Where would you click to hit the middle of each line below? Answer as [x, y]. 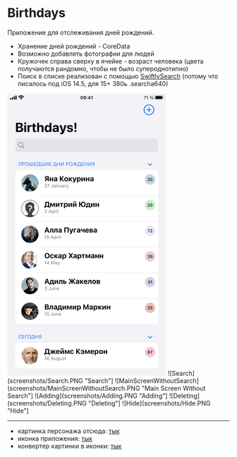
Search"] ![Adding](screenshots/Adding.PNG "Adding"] [87, 396]
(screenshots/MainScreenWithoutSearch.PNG [74, 388]
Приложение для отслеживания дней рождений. [81, 32]
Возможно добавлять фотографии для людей [86, 54]
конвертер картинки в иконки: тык [69, 446]
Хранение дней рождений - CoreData [74, 46]
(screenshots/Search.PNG [45, 380]
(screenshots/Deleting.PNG [47, 403]
